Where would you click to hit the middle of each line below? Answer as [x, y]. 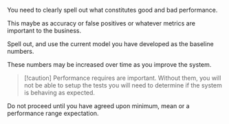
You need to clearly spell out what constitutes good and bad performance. [112, 10]
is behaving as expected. [59, 93]
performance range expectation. [53, 113]
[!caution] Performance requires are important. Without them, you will [122, 78]
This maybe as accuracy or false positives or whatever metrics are [101, 23]
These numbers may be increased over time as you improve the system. [109, 64]
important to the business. [44, 31]
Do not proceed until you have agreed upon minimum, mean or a [99, 106]
